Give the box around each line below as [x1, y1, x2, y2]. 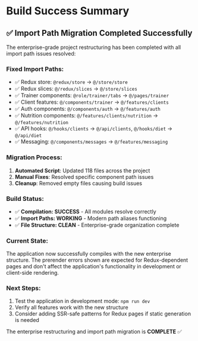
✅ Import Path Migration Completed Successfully [6, 28, 193, 38]
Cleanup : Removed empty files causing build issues [14, 179, 143, 187]
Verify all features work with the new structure [14, 304, 129, 311]
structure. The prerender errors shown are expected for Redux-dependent [6, 256, 188, 263]
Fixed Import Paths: [6, 64, 64, 73]
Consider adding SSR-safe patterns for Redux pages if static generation [14, 310, 191, 317]
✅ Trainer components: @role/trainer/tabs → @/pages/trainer [14, 92, 169, 99]
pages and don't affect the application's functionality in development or [6, 263, 181, 270]
